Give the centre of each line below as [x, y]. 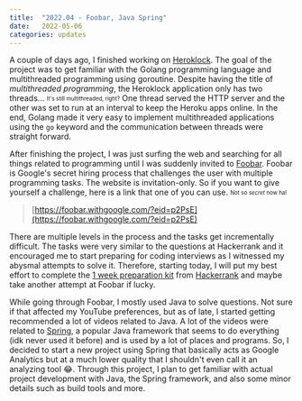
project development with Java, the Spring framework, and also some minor [150, 378]
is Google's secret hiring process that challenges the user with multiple [141, 173]
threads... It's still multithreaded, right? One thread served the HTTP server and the [147, 98]
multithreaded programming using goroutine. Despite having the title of [141, 79]
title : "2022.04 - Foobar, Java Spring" [88, 18]
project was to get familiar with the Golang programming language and [141, 69]
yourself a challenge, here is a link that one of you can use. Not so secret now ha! [148, 192]
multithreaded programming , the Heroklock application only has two [136, 89]
